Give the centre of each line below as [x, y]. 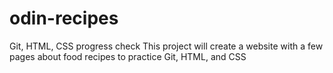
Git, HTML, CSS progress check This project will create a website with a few [166, 46]
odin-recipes [64, 18]
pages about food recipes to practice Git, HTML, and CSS [128, 56]
